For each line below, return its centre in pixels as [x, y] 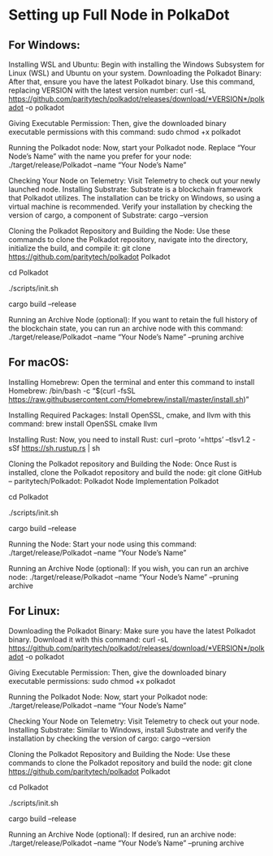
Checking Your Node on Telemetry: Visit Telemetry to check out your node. [134, 721]
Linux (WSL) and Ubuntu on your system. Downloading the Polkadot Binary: [135, 73]
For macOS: [39, 363]
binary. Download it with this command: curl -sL [89, 639]
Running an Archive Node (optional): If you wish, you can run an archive [129, 568]
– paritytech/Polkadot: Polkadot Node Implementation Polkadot [114, 481]
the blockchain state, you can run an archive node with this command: [126, 328]
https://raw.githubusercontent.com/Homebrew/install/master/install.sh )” [129, 399]
